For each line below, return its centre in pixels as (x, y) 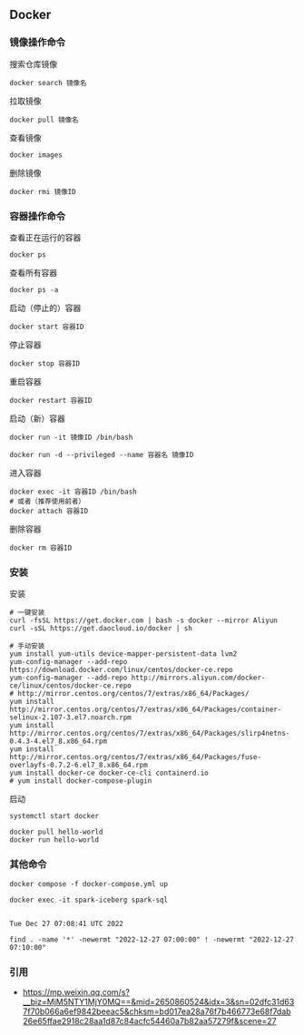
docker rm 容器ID (41, 548)
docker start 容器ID (47, 327)
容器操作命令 (38, 216)
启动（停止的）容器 (45, 308)
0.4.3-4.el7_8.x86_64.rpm (58, 742)
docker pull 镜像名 (44, 120)
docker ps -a (34, 289)
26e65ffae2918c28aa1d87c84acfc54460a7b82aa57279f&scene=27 (149, 1020)
